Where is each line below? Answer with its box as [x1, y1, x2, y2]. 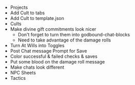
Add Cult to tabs [10, 10, 45, 16]
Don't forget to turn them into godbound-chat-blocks [17, 32, 130, 37]
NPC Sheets [10, 70, 36, 76]
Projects [10, 5, 28, 10]
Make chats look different [10, 64, 65, 70]
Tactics [10, 75, 26, 81]
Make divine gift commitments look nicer [10, 26, 97, 32]
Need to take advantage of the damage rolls [17, 37, 111, 43]
